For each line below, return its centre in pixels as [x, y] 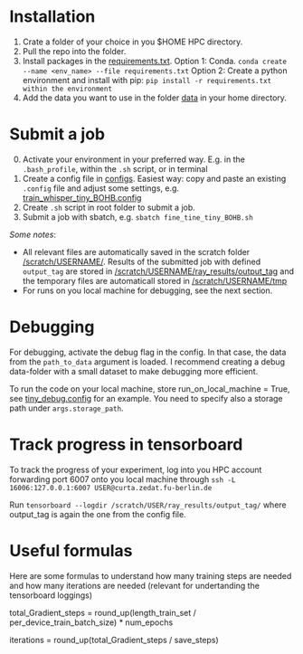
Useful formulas [71, 550]
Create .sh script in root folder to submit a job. [109, 207]
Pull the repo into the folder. [74, 51]
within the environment [67, 89]
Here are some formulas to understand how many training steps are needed [151, 575]
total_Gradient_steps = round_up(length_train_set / [103, 612]
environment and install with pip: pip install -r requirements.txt [147, 80]
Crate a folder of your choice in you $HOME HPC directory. [133, 42]
